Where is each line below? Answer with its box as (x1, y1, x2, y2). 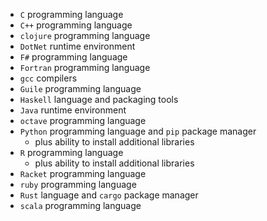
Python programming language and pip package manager (19, 125, 257, 137)
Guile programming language (19, 83, 142, 94)
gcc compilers (19, 72, 78, 84)
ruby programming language (19, 179, 137, 190)
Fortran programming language (19, 62, 151, 73)
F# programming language (19, 51, 128, 63)
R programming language (19, 147, 124, 158)
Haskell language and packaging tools (19, 94, 179, 105)
